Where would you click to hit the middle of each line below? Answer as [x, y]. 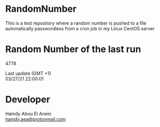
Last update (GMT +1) [28, 73]
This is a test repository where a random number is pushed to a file [76, 23]
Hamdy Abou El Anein [28, 114]
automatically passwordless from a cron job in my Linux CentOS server [80, 28]
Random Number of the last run [73, 49]
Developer [28, 100]
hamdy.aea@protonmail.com [36, 119]
